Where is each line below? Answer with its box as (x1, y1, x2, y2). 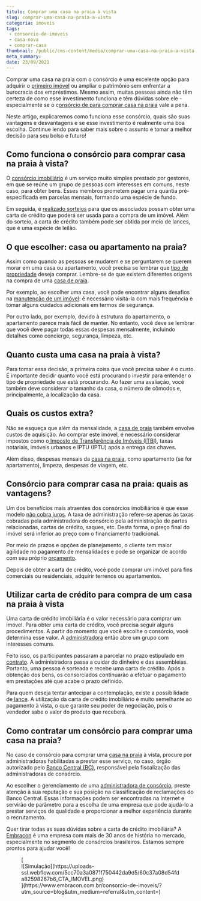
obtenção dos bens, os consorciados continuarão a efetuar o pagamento (6, 671, 187, 679)
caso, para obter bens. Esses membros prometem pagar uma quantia (6, 187, 178, 195)
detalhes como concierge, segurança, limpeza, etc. (6, 332, 133, 339)
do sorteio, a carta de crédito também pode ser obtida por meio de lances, (6, 218, 191, 225)
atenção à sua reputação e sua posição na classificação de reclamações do (6, 788, 194, 796)
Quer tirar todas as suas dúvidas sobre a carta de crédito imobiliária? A (6, 825, 182, 833)
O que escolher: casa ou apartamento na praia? (6, 241, 187, 252)
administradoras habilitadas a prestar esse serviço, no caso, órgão (6, 757, 171, 765)
